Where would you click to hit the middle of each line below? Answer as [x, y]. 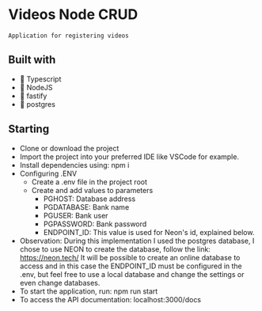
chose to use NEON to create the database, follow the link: [115, 249]
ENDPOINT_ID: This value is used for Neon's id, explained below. [149, 232]
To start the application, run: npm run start [89, 291]
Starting [29, 129]
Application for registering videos [68, 36]
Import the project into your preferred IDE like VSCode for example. [129, 157]
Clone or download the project [69, 148]
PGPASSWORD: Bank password [95, 224]
